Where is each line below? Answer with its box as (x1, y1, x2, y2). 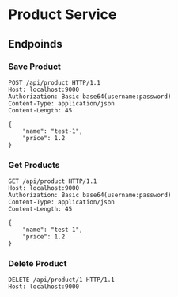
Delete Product (8, 258, 67, 269)
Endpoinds (8, 37, 62, 51)
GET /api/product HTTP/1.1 (8, 177, 97, 185)
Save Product (8, 61, 62, 72)
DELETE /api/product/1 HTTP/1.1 (8, 276, 115, 284)
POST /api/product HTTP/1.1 (8, 78, 101, 86)
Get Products (8, 159, 60, 170)
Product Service (8, 6, 117, 24)
